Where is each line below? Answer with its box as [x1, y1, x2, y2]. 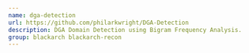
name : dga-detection [8, 11, 77, 19]
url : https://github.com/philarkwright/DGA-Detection [8, 19, 190, 26]
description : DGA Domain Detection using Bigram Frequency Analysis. [8, 26, 243, 34]
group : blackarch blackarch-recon [8, 33, 123, 41]
